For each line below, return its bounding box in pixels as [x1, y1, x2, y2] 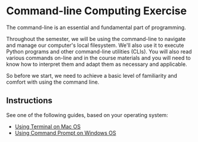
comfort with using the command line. [6, 78, 100, 86]
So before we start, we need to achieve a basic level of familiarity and [6, 72, 178, 79]
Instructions [6, 96, 52, 106]
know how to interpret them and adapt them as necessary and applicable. [6, 61, 187, 68]
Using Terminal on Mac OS [14, 123, 81, 130]
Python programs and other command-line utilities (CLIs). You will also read [6, 48, 192, 55]
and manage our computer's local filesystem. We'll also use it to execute [6, 42, 184, 49]
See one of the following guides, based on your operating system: [6, 111, 168, 118]
